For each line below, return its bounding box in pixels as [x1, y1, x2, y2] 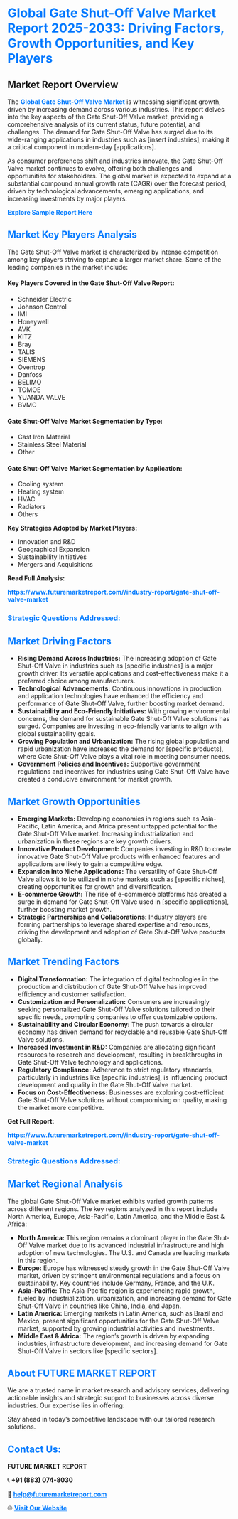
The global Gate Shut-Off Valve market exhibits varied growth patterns [7, 1197, 214, 1205]
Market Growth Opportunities [7, 795, 141, 808]
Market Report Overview [7, 78, 119, 90]
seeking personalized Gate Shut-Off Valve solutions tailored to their [17, 1005, 215, 1013]
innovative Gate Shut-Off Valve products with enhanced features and [17, 852, 220, 860]
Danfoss [17, 371, 43, 379]
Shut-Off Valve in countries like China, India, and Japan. [17, 1301, 182, 1310]
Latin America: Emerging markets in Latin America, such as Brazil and [17, 1309, 224, 1317]
